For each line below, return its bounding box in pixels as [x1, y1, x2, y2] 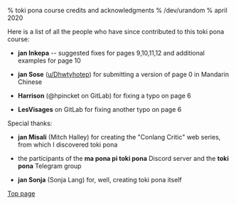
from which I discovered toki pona [17, 140, 118, 149]
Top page [7, 189, 36, 198]
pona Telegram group [17, 162, 82, 170]
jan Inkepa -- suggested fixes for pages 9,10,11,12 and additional [17, 49, 205, 57]
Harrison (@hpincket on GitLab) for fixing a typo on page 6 [17, 92, 192, 100]
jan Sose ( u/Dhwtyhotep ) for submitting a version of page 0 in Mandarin [17, 70, 230, 78]
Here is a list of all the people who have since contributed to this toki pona [7, 28, 225, 36]
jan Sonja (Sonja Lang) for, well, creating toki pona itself [17, 176, 183, 184]
